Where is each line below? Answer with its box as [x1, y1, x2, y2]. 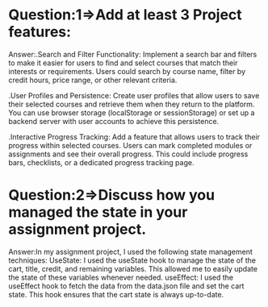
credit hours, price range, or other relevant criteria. [8, 75, 178, 85]
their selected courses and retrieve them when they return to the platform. [8, 99, 255, 109]
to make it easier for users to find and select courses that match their [8, 58, 238, 68]
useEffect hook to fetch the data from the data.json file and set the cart [8, 280, 245, 291]
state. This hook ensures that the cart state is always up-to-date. [8, 289, 224, 299]
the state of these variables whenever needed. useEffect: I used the [8, 272, 234, 282]
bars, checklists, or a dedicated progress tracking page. [8, 157, 195, 167]
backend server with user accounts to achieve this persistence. [8, 116, 220, 126]
